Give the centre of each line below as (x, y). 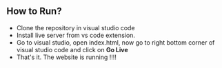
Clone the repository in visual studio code (75, 27)
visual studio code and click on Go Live (72, 49)
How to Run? (34, 11)
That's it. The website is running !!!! (66, 57)
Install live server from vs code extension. (76, 35)
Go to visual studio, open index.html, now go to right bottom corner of (115, 42)
